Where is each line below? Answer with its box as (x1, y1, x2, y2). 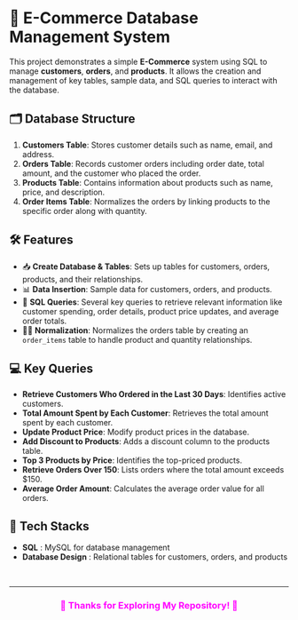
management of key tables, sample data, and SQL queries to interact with (9, 75, 278, 85)
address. (21, 148, 55, 159)
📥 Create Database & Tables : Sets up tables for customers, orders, (21, 261, 271, 272)
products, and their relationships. (21, 274, 144, 284)
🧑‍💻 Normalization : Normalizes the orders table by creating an (21, 324, 248, 336)
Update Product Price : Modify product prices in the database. (21, 426, 250, 438)
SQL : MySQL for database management (21, 542, 170, 553)
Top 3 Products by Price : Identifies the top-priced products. (21, 455, 242, 465)
